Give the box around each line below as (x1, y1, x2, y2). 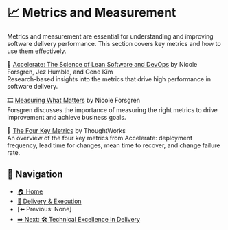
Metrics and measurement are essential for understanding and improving (7, 32, 214, 41)
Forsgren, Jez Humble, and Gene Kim (7, 67, 113, 76)
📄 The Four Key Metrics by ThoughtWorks (7, 126, 126, 134)
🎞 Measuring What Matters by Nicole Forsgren (7, 96, 141, 104)
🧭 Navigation (7, 169, 63, 180)
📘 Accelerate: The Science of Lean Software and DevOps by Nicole (7, 60, 198, 68)
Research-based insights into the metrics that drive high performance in (7, 74, 212, 83)
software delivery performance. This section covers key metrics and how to (7, 39, 221, 48)
